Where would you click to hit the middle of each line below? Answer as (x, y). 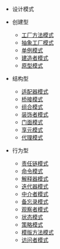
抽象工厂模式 (37, 43)
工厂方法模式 (37, 35)
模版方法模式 (37, 232)
